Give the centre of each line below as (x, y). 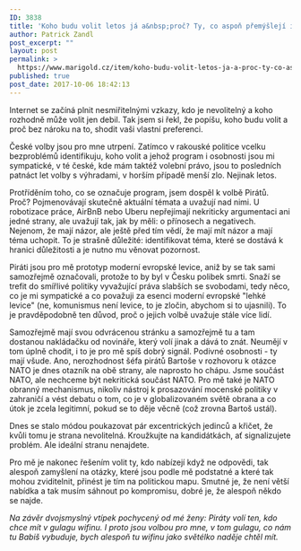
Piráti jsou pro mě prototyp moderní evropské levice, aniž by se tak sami (142, 267)
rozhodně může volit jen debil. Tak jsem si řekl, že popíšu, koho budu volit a (149, 119)
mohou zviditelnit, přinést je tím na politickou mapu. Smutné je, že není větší (149, 481)
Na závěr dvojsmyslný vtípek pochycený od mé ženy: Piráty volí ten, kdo (143, 518)
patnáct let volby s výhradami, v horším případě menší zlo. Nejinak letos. (143, 175)
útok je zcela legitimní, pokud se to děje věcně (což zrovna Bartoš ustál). (143, 408)
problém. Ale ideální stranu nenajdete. (79, 444)
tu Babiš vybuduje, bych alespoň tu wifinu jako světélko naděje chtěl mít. (144, 537)
